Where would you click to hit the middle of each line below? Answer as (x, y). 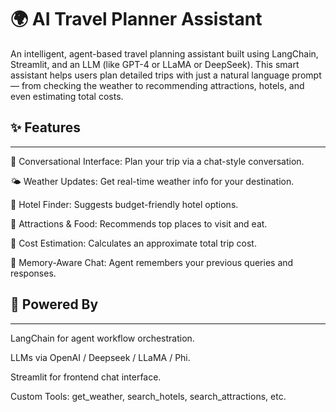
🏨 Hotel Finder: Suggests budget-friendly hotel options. (124, 204)
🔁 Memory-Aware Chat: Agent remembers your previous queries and (152, 262)
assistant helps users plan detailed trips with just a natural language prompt (166, 75)
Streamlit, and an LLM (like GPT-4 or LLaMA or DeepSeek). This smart (155, 64)
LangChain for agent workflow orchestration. (102, 338)
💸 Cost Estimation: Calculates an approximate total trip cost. (133, 243)
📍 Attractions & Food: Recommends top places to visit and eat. (139, 223)
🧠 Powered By (54, 304)
